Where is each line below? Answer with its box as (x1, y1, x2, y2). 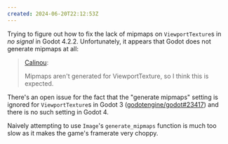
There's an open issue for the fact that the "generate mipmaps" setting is (7, 93, 219, 101)
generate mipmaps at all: (7, 44, 79, 53)
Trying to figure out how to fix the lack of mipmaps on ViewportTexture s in (7, 30, 222, 38)
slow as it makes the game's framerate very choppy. (7, 129, 159, 137)
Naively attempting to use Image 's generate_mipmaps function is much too (7, 121, 217, 130)
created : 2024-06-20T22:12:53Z (7, 10, 99, 18)
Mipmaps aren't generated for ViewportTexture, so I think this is (24, 72, 209, 80)
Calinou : (24, 58, 49, 67)
